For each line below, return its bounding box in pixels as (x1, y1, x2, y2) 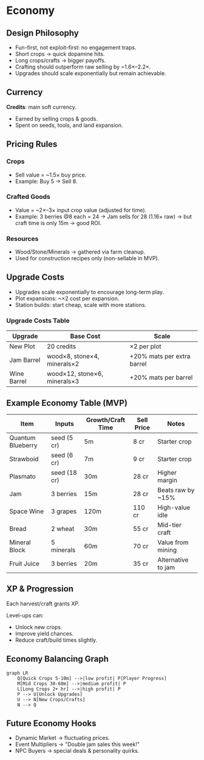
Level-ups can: (6, 611, 44, 619)
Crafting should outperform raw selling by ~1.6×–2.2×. (15, 63, 151, 70)
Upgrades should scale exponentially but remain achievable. (15, 70, 166, 76)
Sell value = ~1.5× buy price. (15, 171, 87, 178)
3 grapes (50, 507, 77, 516)
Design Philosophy (6, 28, 79, 38)
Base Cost (70, 332, 101, 340)
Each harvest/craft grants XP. (6, 600, 80, 607)
